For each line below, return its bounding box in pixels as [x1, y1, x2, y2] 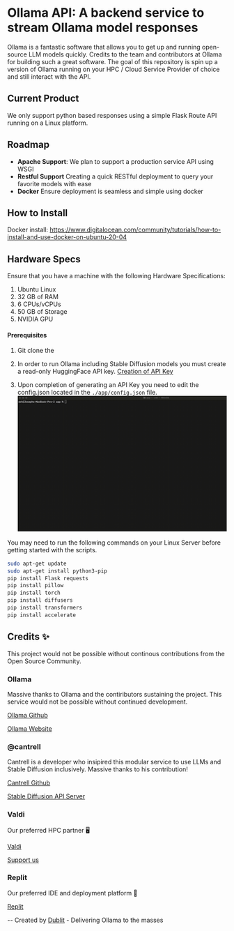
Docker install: [7, 225, 49, 234]
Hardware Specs [7, 253, 81, 265]
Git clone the [17, 347, 54, 355]
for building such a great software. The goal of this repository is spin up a [7, 57, 218, 66]
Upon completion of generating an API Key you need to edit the [17, 381, 200, 389]
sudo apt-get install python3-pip [7, 567, 108, 575]
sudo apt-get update [7, 560, 68, 567]
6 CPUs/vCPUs [17, 300, 61, 308]
